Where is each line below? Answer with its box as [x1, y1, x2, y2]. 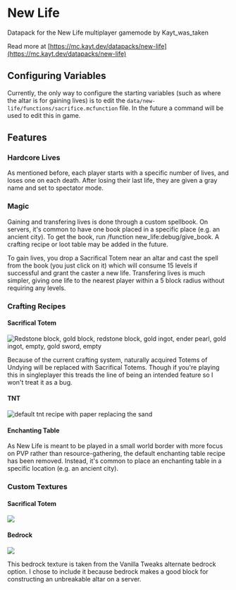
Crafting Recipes [7, 301, 66, 311]
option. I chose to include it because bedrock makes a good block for [7, 567, 209, 576]
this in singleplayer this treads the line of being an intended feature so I [7, 371, 213, 379]
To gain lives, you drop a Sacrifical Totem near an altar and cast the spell [7, 253, 218, 262]
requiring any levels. [7, 284, 66, 292]
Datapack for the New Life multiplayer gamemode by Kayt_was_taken [7, 28, 209, 37]
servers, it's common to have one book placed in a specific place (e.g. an [7, 224, 221, 234]
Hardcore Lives [7, 153, 61, 163]
